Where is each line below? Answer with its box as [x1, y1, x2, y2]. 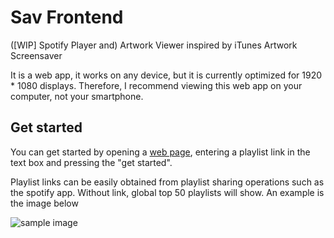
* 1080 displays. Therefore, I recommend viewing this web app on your [10, 79, 303, 91]
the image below [10, 197, 79, 209]
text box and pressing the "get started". [10, 156, 173, 168]
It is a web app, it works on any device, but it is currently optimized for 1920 [10, 69, 323, 81]
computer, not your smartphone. [10, 90, 144, 102]
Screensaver [10, 49, 63, 61]
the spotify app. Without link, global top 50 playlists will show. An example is [10, 186, 325, 198]
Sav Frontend [10, 6, 124, 29]
